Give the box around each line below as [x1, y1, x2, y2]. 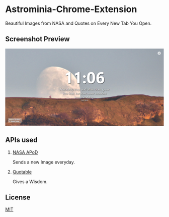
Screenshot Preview [5, 35, 70, 43]
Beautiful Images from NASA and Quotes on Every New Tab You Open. [5, 20, 152, 26]
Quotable [12, 169, 32, 175]
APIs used [5, 136, 38, 144]
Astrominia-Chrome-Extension [5, 4, 137, 15]
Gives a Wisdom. [12, 178, 48, 185]
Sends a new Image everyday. [12, 159, 75, 165]
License [5, 193, 31, 202]
